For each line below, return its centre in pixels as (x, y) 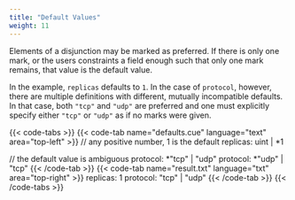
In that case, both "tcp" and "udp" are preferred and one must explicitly (140, 105)
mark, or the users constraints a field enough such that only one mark (136, 60)
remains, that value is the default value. (81, 69)
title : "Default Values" (55, 17)
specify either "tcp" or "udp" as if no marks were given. (110, 115)
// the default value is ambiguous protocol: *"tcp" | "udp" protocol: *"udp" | (146, 158)
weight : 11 (29, 26)
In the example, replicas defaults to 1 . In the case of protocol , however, (140, 87)
